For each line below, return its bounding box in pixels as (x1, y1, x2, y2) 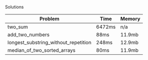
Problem (39, 15, 60, 22)
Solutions (5, 4, 24, 10)
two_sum (7, 24, 28, 30)
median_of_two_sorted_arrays (7, 47, 76, 53)
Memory (120, 15, 141, 22)
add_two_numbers (7, 31, 50, 38)
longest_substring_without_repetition (7, 39, 92, 46)
